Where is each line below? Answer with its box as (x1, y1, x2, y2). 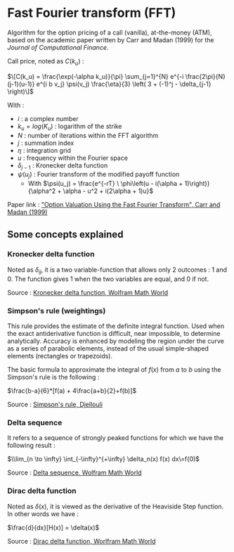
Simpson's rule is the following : (7, 372, 100, 381)
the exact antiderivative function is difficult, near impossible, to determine (7, 329, 221, 337)
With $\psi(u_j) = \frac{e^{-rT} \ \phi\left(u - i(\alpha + (27, 180, 183, 188)
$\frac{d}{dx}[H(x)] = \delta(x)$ (7, 523, 100, 532)
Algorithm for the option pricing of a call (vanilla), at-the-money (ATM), (7, 28, 212, 37)
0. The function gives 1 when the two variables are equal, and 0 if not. (7, 275, 209, 283)
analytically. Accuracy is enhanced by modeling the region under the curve (7, 337, 225, 345)
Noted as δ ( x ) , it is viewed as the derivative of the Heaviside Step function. (7, 502, 223, 510)
